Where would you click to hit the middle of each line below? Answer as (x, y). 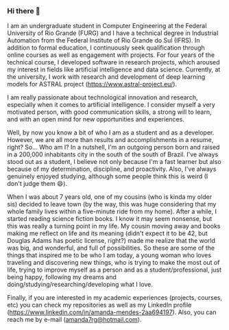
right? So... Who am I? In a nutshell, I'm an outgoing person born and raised (113, 148)
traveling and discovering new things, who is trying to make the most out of (113, 263)
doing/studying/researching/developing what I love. (80, 285)
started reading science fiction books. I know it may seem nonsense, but (110, 219)
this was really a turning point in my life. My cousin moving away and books (114, 226)
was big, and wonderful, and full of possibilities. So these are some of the (111, 248)
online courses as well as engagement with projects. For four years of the (111, 55)
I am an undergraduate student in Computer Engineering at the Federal (107, 26)
